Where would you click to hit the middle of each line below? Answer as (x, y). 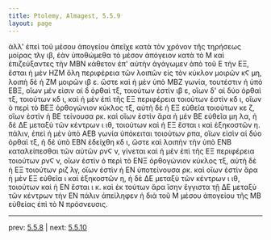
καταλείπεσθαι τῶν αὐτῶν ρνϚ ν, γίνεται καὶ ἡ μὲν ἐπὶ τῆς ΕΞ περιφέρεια (131, 151)
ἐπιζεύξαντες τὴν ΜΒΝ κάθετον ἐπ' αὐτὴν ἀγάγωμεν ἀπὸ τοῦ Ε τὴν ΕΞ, (129, 63)
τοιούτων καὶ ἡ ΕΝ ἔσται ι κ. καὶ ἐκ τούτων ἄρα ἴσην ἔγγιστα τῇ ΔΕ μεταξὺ (133, 187)
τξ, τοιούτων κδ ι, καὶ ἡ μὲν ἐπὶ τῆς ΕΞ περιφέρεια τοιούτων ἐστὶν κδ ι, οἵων (135, 99)
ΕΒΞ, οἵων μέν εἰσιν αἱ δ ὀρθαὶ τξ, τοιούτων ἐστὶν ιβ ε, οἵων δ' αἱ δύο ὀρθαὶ (135, 91)
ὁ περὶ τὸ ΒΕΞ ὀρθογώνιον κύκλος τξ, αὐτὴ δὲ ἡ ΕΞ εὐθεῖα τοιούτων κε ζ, (132, 107)
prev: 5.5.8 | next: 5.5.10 (48, 227)
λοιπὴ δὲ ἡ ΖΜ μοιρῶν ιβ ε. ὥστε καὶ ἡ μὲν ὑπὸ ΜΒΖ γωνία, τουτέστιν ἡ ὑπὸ (135, 82)
